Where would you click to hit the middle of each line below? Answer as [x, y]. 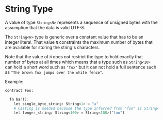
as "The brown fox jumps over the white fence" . [54, 72]
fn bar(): [19, 99]
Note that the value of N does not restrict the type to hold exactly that [74, 56]
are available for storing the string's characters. [52, 47]
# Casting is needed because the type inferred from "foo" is [78, 108]
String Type [29, 9]
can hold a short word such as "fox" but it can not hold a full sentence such [81, 67]
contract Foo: [19, 90]
